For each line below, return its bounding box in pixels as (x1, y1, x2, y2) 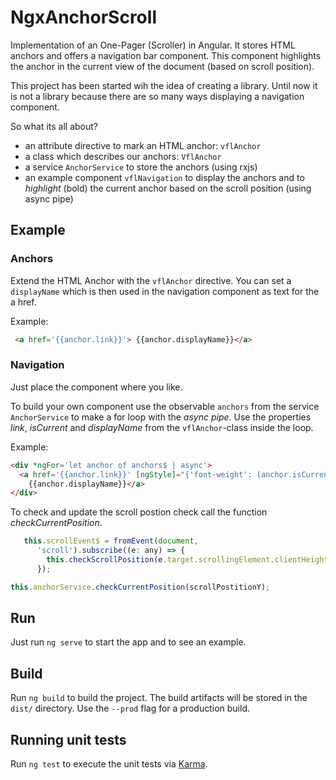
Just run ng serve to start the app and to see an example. (10, 636, 247, 648)
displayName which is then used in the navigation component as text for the (10, 285, 320, 297)
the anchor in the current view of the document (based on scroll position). (10, 60, 315, 72)
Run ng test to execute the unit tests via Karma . (10, 758, 208, 770)
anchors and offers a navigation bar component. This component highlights (10, 49, 322, 61)
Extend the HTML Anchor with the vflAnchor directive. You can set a (10, 274, 292, 286)
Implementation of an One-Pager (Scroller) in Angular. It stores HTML (10, 39, 296, 51)
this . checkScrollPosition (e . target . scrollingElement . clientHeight (46, 555, 329, 565)
